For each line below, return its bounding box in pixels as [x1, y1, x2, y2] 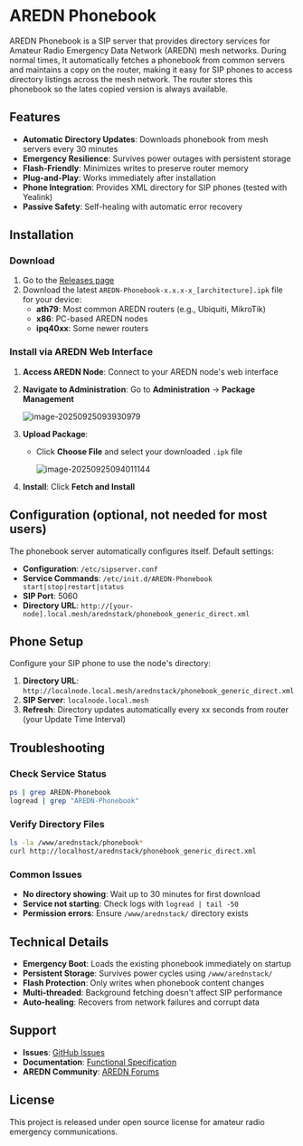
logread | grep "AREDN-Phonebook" [9, 796, 140, 806]
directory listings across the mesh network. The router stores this [9, 73, 253, 84]
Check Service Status [9, 767, 107, 779]
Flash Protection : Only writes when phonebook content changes [22, 977, 265, 988]
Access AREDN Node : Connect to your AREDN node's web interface [22, 366, 279, 377]
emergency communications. [9, 1126, 118, 1137]
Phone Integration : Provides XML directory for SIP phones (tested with [22, 182, 288, 193]
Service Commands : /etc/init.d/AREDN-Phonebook [22, 572, 213, 584]
